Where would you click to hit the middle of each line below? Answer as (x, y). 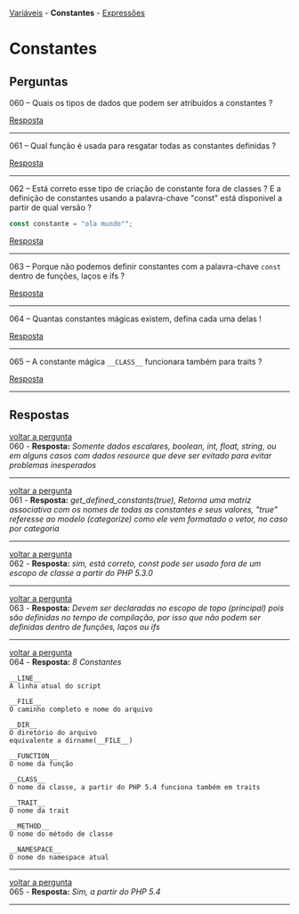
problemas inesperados (53, 465)
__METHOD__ (29, 826)
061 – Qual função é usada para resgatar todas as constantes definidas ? (143, 146)
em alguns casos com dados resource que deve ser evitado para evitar (141, 455)
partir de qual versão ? (50, 207)
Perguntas (39, 81)
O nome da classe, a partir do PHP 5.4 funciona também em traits (135, 787)
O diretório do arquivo (53, 732)
